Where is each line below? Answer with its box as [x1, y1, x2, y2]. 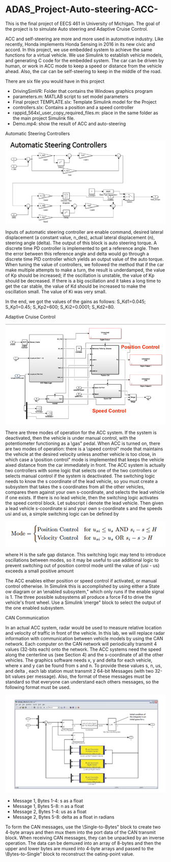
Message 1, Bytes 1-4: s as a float [12, 798, 83, 804]
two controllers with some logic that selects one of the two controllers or [5, 467, 158, 473]
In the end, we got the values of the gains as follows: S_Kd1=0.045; [5, 298, 146, 305]
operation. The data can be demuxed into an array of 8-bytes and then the [5, 840, 161, 846]
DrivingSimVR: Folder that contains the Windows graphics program [12, 88, 153, 94]
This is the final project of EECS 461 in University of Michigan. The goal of [5, 20, 160, 27]
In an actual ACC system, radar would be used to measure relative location [5, 625, 162, 631]
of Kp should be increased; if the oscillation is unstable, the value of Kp [5, 272, 155, 278]
